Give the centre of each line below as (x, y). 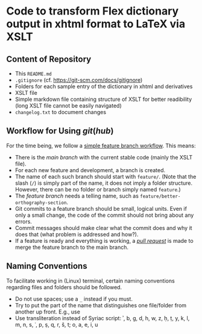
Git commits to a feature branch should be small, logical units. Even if (101, 208)
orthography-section (41, 203)
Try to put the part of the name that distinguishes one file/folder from (101, 305)
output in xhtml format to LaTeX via (96, 24)
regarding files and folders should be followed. (64, 287)
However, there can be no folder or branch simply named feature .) (98, 189)
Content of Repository (49, 59)
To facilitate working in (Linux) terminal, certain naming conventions (90, 281)
